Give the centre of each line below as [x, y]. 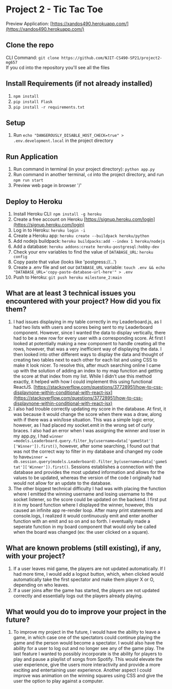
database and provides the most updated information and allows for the [89, 472]
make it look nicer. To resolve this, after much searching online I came [87, 365]
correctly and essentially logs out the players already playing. [78, 596]
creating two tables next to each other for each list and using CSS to [85, 360]
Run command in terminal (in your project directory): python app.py [84, 169]
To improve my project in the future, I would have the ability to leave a [87, 632]
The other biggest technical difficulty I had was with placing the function [90, 488]
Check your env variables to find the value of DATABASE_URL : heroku [83, 252]
